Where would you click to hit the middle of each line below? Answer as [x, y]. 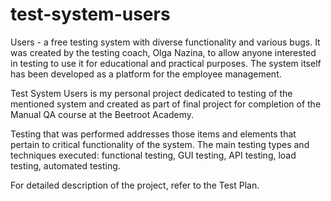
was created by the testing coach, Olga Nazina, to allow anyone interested [163, 52]
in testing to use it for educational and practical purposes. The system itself [166, 63]
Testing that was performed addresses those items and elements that [153, 134]
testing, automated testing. [65, 165]
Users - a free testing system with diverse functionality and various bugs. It [165, 42]
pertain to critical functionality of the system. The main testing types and [160, 144]
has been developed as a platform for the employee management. [146, 74]
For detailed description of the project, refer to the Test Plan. [135, 185]
